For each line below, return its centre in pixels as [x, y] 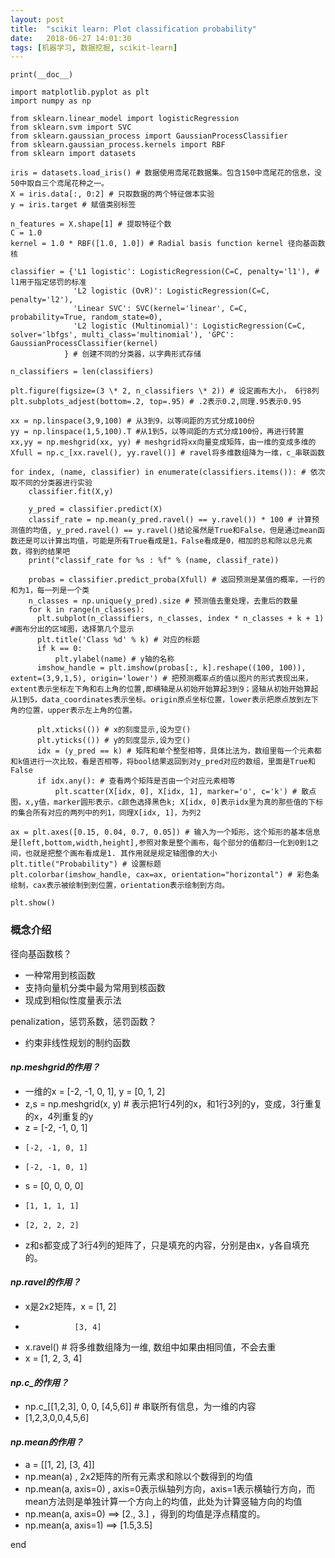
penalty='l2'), [42, 300]
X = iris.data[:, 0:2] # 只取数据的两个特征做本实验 [112, 194]
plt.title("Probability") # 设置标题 [86, 864]
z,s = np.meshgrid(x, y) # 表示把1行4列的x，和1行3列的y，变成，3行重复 [173, 1103]
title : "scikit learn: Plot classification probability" [133, 29]
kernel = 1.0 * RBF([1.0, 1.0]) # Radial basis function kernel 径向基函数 [168, 244]
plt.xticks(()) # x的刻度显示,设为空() [114, 730]
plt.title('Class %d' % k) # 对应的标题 [118, 640]
